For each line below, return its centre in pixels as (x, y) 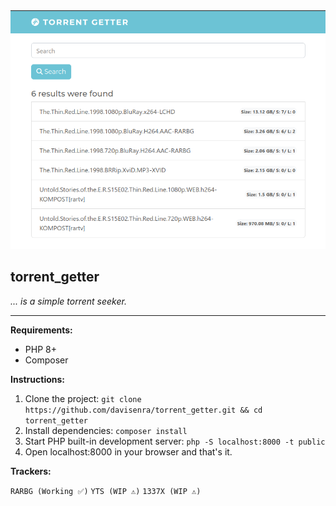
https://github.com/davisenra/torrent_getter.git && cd (143, 410)
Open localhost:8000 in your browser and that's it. (128, 451)
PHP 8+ (40, 349)
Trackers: (31, 471)
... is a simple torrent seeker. (68, 301)
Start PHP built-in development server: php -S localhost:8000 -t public (175, 441)
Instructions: (38, 379)
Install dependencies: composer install (106, 430)
